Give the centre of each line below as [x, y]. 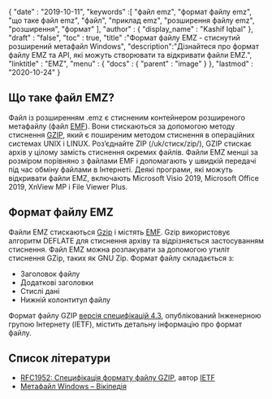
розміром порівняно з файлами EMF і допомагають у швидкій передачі [132, 160]
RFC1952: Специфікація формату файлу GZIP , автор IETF [117, 378]
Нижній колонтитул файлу [65, 300]
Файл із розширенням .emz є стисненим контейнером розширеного [127, 117]
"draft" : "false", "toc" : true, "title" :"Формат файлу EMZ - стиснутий [125, 37]
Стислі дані [40, 291]
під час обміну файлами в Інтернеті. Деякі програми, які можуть [121, 169]
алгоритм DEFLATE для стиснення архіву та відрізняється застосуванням [136, 240]
